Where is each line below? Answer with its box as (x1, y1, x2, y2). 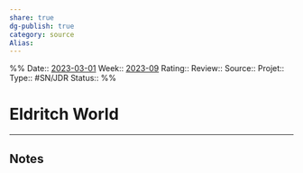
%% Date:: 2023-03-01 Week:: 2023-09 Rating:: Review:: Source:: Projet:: (9, 63, 285, 74)
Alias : (9, 38, 34, 48)
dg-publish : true (9, 22, 75, 31)
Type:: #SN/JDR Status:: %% (9, 73, 117, 84)
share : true (9, 13, 54, 23)
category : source (9, 30, 75, 39)
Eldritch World (9, 105, 119, 124)
